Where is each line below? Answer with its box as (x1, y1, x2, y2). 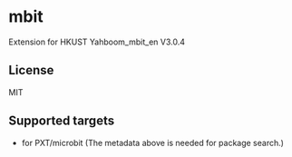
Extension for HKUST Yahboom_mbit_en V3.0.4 (8, 36, 186, 47)
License (8, 63, 54, 78)
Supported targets (8, 113, 115, 129)
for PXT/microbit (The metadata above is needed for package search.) (21, 137, 285, 148)
